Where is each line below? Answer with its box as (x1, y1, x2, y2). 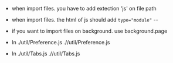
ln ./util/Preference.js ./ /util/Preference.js (11, 39, 110, 45)
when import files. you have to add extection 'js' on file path (11, 5, 157, 12)
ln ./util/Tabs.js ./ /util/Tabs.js (11, 50, 80, 57)
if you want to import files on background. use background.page (11, 27, 168, 34)
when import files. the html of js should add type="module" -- (11, 16, 158, 23)
